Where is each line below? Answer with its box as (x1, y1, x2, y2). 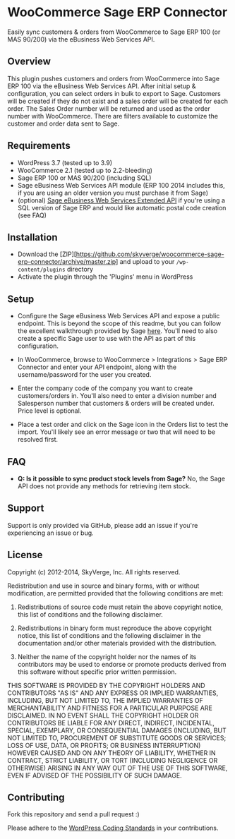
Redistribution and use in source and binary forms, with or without (7, 581, 200, 590)
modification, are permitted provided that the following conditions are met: (7, 588, 224, 597)
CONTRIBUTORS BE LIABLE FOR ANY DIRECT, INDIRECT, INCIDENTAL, (7, 718, 215, 727)
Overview (7, 56, 52, 68)
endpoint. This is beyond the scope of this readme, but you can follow (17, 319, 221, 328)
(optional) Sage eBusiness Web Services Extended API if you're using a (17, 195, 226, 205)
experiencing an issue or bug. (7, 529, 94, 537)
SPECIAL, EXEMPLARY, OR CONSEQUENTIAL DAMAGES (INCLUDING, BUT (7, 726, 227, 735)
